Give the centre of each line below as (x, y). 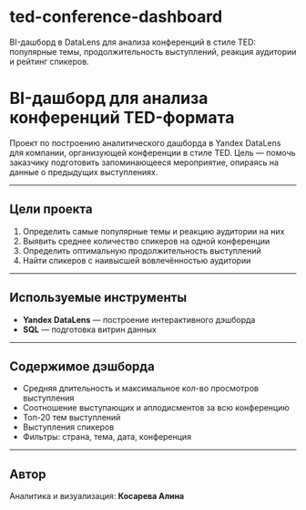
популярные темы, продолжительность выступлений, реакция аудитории (153, 51)
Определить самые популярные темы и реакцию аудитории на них (153, 231)
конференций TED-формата (122, 118)
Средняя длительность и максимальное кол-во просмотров (141, 389)
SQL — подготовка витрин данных (89, 329)
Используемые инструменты (98, 298)
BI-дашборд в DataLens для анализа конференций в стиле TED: (133, 42)
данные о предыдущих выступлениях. (84, 172)
